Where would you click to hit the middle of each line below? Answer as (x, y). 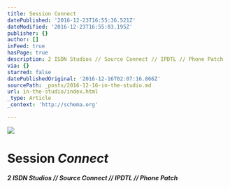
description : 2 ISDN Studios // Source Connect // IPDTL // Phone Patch (115, 59)
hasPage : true (28, 53)
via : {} (19, 66)
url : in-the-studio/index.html (53, 92)
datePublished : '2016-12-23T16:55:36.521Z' (72, 20)
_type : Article (29, 99)
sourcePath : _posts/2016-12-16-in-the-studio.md (79, 85)
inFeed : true (26, 46)
